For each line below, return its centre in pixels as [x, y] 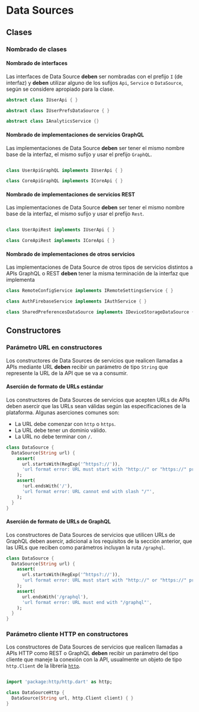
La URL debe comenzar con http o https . [65, 424]
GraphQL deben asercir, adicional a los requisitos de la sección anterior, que [99, 541]
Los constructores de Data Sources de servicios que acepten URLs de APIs [98, 400]
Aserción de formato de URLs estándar [55, 387]
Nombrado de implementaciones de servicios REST [70, 194]
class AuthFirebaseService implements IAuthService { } [76, 301]
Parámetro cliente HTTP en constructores [67, 634]
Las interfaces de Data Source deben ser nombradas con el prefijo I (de [94, 76]
